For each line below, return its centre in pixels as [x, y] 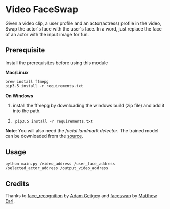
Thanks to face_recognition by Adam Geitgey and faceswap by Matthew [81, 196]
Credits [17, 183]
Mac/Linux [17, 72]
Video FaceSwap [42, 9]
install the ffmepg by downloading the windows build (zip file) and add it [89, 105]
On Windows [19, 96]
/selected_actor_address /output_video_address [57, 168]
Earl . [10, 201]
